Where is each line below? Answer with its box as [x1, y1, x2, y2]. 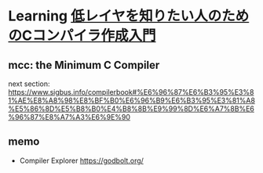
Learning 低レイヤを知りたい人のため [8, 7, 250, 25]
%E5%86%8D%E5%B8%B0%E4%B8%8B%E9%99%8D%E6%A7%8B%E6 [8, 104, 255, 114]
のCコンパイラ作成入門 [8, 27, 156, 45]
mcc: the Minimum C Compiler [8, 58, 160, 71]
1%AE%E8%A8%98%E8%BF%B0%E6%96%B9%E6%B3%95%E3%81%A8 [8, 96, 255, 105]
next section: [8, 79, 50, 88]
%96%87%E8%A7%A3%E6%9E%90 [8, 113, 131, 121]
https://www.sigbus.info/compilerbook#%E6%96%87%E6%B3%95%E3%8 [8, 88, 254, 96]
